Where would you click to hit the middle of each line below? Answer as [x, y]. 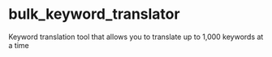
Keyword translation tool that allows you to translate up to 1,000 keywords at [136, 37]
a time [19, 45]
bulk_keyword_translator [94, 14]
